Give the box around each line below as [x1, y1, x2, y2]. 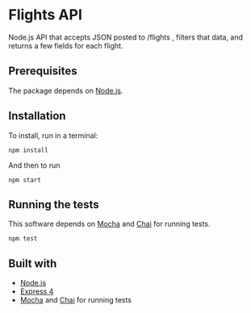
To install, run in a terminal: [8, 131, 98, 140]
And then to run [8, 160, 61, 170]
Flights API [8, 6, 83, 24]
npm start [8, 176, 42, 184]
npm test [8, 235, 38, 243]
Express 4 [19, 286, 54, 296]
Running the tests [8, 198, 99, 211]
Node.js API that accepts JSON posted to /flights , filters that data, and [8, 32, 244, 42]
